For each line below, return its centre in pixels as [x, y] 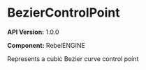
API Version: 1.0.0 [33, 32]
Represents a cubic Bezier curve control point [73, 59]
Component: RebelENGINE [46, 45]
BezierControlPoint [64, 13]
